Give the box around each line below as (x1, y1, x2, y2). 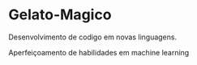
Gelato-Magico (8, 6, 112, 24)
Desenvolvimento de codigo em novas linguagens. (8, 32, 177, 42)
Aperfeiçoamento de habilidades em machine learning (8, 47, 190, 57)
